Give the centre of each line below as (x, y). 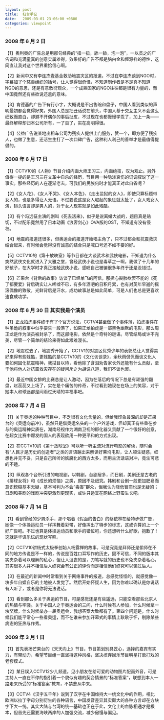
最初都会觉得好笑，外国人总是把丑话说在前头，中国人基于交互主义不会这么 (84, 110)
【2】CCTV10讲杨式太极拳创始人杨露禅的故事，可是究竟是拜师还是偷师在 (79, 547)
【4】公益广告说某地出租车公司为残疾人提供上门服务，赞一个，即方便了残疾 (81, 133)
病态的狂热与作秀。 (24, 623)
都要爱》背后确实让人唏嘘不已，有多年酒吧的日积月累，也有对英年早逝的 (82, 284)
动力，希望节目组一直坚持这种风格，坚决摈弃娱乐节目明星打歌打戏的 (90, 655)
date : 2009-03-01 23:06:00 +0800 (41, 19)
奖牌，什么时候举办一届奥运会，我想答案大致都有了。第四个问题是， (78, 611)
